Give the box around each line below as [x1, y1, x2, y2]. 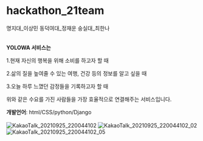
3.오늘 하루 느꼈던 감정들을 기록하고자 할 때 [6, 83, 108, 90]
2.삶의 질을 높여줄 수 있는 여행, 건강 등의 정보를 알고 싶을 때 [6, 69, 147, 77]
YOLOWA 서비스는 [6, 44, 52, 51]
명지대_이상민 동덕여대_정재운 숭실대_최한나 [6, 24, 110, 32]
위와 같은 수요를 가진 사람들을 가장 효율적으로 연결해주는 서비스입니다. [6, 95, 172, 103]
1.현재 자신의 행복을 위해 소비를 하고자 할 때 [6, 57, 109, 64]
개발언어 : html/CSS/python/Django [6, 108, 92, 115]
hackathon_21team [6, 4, 105, 18]
